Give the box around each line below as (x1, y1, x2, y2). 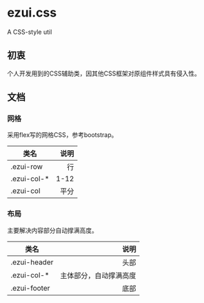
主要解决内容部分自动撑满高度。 (7, 226, 98, 235)
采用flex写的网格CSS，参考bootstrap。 (7, 131, 118, 139)
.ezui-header (10, 257, 54, 267)
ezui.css (7, 5, 57, 21)
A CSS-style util (7, 28, 52, 36)
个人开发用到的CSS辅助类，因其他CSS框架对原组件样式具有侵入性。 (7, 69, 201, 77)
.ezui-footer (10, 283, 50, 293)
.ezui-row (10, 162, 43, 172)
